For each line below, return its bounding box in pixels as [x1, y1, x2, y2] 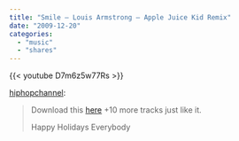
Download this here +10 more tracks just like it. [30, 105, 202, 115]
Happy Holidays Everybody [30, 121, 131, 133]
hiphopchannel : [9, 88, 66, 98]
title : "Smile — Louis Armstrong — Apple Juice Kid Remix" [9, 12, 232, 22]
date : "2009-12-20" [9, 21, 81, 30]
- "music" [17, 37, 53, 47]
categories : [9, 29, 53, 38]
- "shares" [17, 46, 58, 55]
